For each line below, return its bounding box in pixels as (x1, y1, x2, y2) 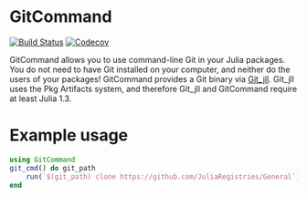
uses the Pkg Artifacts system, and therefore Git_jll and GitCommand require (9, 83, 298, 94)
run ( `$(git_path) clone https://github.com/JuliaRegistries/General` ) (26, 171, 301, 181)
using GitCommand (9, 155, 76, 164)
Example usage (9, 125, 129, 146)
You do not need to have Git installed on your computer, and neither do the (9, 64, 291, 75)
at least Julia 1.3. (9, 93, 72, 104)
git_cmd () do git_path (9, 163, 96, 172)
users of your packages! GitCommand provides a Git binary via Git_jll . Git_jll (9, 73, 295, 84)
